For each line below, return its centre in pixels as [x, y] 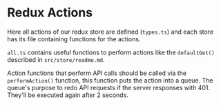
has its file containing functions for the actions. [74, 39]
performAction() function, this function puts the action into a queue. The [110, 80]
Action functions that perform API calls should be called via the [97, 73]
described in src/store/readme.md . [56, 59]
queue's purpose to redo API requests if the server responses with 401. [109, 87]
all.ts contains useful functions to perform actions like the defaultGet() [111, 52]
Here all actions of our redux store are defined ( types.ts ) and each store [110, 32]
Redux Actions [50, 13]
